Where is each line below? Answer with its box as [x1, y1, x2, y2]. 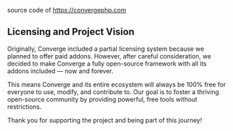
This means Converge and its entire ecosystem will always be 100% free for [7, 80, 226, 88]
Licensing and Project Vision [7, 26, 135, 38]
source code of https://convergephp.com [7, 6, 127, 14]
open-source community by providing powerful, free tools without [7, 95, 198, 103]
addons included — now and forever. [7, 66, 114, 75]
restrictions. [7, 102, 42, 111]
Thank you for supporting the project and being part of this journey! [7, 116, 202, 124]
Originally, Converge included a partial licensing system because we [7, 45, 204, 53]
